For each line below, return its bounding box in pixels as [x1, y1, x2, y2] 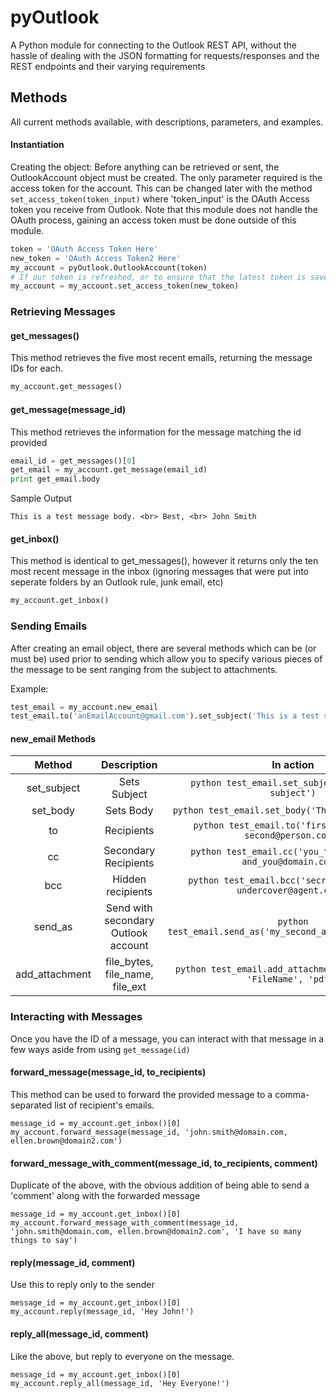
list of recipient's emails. [54, 1099, 155, 1111]
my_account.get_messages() [10, 382, 123, 392]
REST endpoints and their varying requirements [10, 60, 206, 72]
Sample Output [10, 492, 73, 505]
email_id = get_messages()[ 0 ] [10, 456, 137, 466]
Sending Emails [10, 619, 88, 633]
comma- [274, 1088, 310, 1100]
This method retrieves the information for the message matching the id [10, 426, 302, 438]
